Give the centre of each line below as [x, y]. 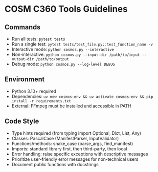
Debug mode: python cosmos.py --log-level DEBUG [63, 64]
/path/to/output [52, 59]
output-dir [23, 59]
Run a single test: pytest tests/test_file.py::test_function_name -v [82, 44]
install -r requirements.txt [41, 101]
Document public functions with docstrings [55, 164]
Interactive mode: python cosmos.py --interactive [63, 49]
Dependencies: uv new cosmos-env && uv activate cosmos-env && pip [82, 96]
